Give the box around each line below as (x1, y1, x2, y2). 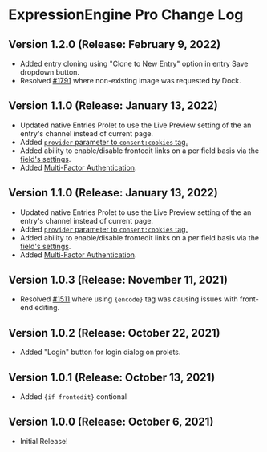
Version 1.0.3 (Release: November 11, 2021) (8, 273, 229, 287)
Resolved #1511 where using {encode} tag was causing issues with (19, 294, 238, 304)
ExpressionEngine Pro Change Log (8, 6, 244, 24)
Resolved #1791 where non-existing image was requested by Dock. (19, 76, 242, 85)
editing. (34, 303, 60, 313)
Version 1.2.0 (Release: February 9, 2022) (8, 38, 221, 51)
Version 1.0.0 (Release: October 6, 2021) (8, 415, 214, 429)
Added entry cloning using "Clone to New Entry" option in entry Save (19, 59, 249, 68)
